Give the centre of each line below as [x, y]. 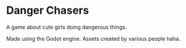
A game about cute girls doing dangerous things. [67, 27]
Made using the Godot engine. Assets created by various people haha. [93, 38]
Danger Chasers [48, 10]
